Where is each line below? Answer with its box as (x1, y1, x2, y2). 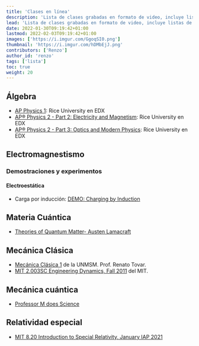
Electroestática (6, 182, 44, 189)
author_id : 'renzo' (6, 53, 54, 59)
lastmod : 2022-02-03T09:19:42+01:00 (6, 31, 97, 37)
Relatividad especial (6, 318, 83, 328)
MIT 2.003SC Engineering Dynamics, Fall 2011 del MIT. (14, 268, 149, 275)
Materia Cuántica (6, 212, 72, 223)
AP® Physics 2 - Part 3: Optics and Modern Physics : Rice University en (14, 126, 188, 134)
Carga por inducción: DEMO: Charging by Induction (14, 195, 140, 202)
